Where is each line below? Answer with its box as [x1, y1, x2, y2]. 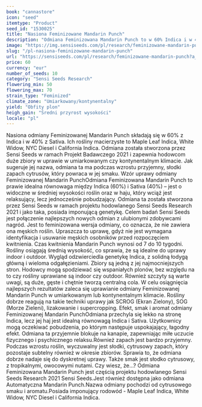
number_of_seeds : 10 [6, 70, 58, 76]
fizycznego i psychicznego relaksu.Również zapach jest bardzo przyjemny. [6, 337, 192, 344]
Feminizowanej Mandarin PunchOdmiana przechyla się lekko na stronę [6, 311, 182, 318]
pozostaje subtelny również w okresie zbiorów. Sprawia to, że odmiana [6, 349, 182, 356]
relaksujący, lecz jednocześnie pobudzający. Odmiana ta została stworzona [6, 196, 194, 203]
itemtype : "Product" [6, 20, 58, 26]
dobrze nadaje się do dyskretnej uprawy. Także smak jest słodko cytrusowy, [6, 356, 195, 363]
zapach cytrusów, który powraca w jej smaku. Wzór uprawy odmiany [6, 170, 177, 178]
